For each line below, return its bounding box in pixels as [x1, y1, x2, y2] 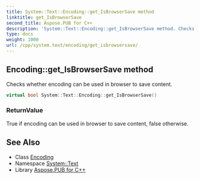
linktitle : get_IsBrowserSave [6, 14, 82, 20]
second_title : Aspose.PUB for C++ [6, 20, 93, 26]
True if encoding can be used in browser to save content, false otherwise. [6, 120, 189, 127]
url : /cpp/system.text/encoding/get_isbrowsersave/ [6, 43, 138, 49]
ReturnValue [6, 106, 43, 115]
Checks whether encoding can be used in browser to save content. [6, 80, 172, 88]
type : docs [6, 31, 34, 37]
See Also [6, 138, 40, 148]
